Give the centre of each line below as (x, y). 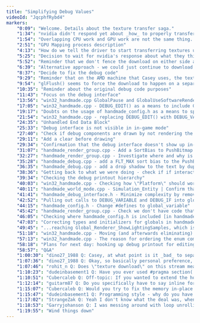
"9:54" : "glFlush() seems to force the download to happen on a (98, 84)
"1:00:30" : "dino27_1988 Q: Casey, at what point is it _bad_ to (100, 256)
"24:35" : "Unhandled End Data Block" (64, 123)
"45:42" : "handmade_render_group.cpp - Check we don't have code (100, 211)
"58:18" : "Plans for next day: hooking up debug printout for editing (106, 244)
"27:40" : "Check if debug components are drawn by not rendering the (105, 134)
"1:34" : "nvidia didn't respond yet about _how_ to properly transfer (106, 34)
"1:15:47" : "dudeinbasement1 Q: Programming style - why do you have (105, 294)
